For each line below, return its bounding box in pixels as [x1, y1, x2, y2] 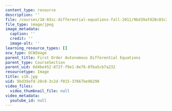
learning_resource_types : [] [5, 46, 68, 51]
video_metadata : [5, 93, 40, 98]
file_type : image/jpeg [5, 21, 54, 27]
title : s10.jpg [5, 74, 38, 79]
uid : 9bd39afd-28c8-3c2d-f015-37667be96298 [5, 79, 100, 84]
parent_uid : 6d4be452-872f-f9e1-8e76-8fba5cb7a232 [5, 64, 116, 70]
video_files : [5, 83, 33, 88]
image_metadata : [5, 27, 40, 32]
